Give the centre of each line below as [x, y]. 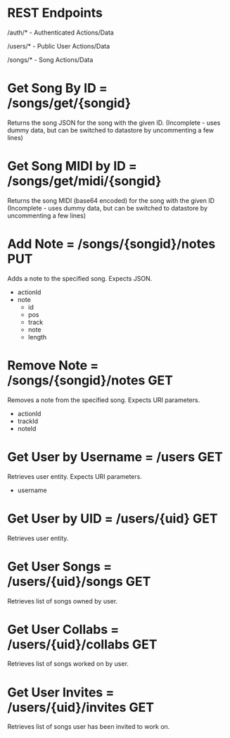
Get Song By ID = [57, 88]
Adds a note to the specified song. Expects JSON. [80, 278]
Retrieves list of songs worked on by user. [68, 664]
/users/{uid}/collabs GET [82, 644]
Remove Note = [53, 365]
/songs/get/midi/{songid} [84, 181]
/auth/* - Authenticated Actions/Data [60, 32]
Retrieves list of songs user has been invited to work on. [89, 727]
